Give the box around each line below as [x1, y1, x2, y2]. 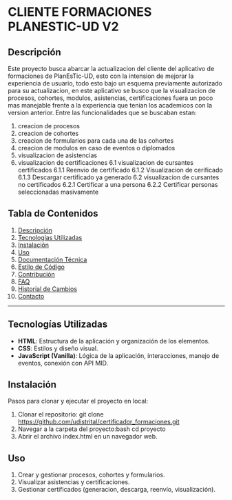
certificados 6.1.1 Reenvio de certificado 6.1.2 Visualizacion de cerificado [17, 166, 223, 174]
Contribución [17, 270, 55, 278]
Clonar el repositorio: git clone [17, 410, 104, 419]
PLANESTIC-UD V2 [8, 19, 119, 34]
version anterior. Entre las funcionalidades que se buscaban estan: [8, 108, 197, 117]
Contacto [17, 292, 45, 300]
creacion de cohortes [17, 129, 79, 137]
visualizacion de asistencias [17, 151, 98, 159]
